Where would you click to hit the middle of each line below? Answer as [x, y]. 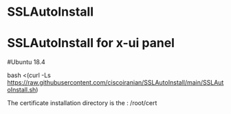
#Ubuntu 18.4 [26, 62]
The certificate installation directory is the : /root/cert [82, 103]
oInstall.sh [22, 90]
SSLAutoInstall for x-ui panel [91, 43]
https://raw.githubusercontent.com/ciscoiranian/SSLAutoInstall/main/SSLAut [115, 83]
